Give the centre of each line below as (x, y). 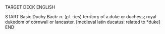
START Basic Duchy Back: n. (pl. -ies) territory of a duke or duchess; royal (81, 17)
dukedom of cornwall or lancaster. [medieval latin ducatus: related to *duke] (83, 22)
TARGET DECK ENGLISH (30, 7)
